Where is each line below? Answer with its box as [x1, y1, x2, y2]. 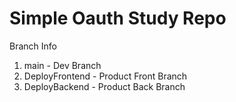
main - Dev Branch [23, 59, 102, 71]
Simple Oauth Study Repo [9, 7, 227, 30]
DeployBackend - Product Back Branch [23, 80, 186, 92]
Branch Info [9, 40, 57, 52]
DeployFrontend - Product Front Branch [23, 70, 188, 82]
